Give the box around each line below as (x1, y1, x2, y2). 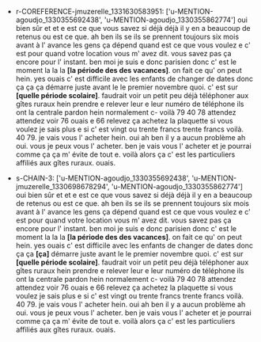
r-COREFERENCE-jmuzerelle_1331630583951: (15, 7, 165, 16)
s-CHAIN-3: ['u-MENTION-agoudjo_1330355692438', (15, 173, 191, 183)
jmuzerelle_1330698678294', (15, 182, 110, 191)
